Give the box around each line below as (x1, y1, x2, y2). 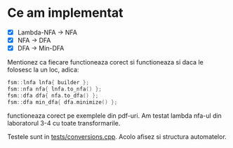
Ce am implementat (7, 5, 124, 21)
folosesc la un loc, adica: (7, 65, 79, 74)
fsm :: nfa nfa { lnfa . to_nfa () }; (7, 86, 102, 93)
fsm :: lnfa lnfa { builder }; (7, 79, 90, 86)
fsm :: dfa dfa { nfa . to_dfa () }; (7, 92, 99, 99)
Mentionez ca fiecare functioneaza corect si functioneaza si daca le (7, 58, 204, 67)
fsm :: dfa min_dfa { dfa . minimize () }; (7, 98, 118, 106)
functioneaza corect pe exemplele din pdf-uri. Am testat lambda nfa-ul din (7, 111, 222, 120)
